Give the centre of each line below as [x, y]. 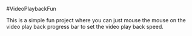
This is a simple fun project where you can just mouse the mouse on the [96, 20]
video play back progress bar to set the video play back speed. [85, 27]
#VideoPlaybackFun [31, 9]
